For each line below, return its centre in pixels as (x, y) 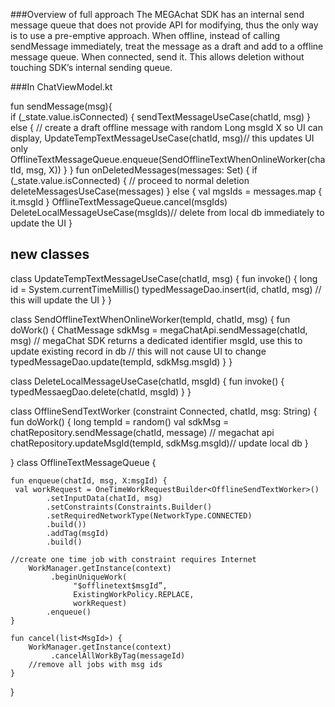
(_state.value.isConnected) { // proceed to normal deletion (130, 180)
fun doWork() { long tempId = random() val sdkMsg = (120, 421)
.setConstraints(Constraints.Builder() (129, 507)
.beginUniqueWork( (89, 577)
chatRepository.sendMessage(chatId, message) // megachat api (142, 432)
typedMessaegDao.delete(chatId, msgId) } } (101, 391)
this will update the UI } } (61, 300)
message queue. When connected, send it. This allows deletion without (157, 57)
